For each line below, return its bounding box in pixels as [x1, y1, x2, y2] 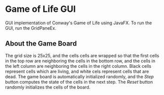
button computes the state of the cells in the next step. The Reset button [5, 79, 153, 85]
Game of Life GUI [5, 3, 76, 15]
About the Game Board [5, 40, 77, 48]
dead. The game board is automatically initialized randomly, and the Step [5, 73, 154, 80]
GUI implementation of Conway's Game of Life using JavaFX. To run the [5, 20, 152, 26]
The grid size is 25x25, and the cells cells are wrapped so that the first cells [5, 52, 160, 58]
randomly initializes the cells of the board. [5, 84, 91, 90]
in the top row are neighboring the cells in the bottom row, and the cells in [5, 58, 156, 64]
